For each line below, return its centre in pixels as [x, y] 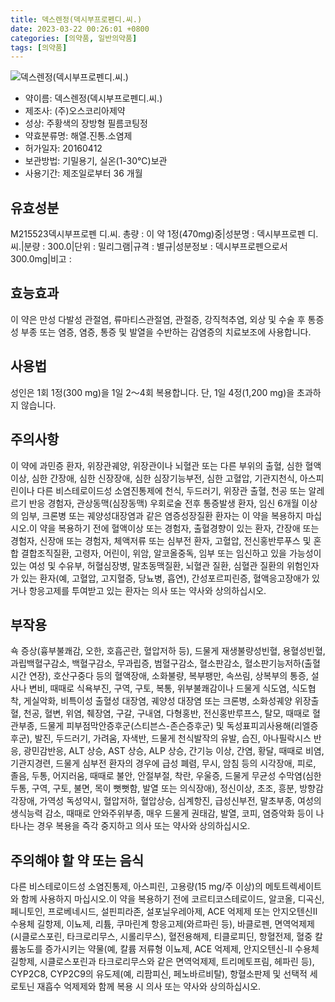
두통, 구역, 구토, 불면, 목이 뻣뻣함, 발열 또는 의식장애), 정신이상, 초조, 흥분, [154, 788]
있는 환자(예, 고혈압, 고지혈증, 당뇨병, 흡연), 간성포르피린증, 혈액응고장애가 [165, 578]
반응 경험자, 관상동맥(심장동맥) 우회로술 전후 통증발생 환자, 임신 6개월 [164, 503]
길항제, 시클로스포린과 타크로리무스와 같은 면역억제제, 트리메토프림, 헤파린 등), [162, 962]
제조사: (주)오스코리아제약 [75, 111]
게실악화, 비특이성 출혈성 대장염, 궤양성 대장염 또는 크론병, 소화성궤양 [158, 701]
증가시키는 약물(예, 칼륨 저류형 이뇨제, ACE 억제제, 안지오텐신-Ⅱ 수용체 [182, 949]
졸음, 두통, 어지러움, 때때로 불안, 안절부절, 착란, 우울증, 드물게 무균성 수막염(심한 [166, 776]
